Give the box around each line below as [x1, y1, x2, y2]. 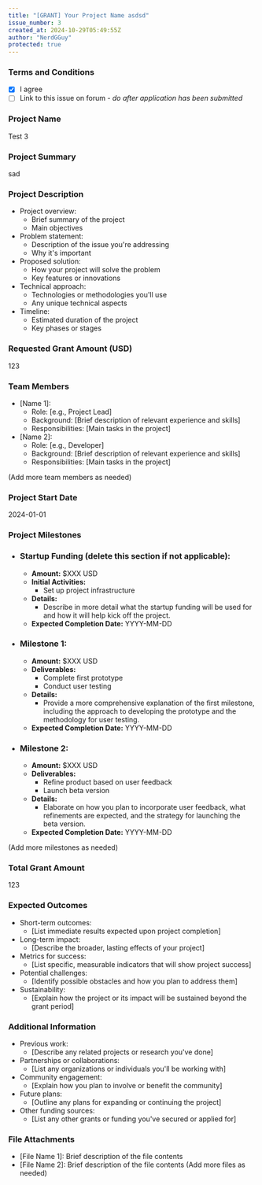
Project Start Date [8, 492, 78, 503]
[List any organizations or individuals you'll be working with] [31, 1064, 227, 1074]
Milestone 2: [19, 743, 69, 754]
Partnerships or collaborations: [19, 1056, 120, 1065]
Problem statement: [19, 231, 84, 241]
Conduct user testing [42, 681, 112, 691]
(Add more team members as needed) [8, 473, 132, 482]
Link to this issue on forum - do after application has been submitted [19, 94, 243, 103]
